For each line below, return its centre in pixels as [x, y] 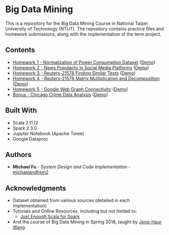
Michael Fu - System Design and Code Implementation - [71, 167]
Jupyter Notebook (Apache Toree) [48, 133]
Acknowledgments [36, 188]
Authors [18, 155]
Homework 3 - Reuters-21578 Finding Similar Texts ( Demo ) [74, 73]
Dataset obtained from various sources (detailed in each [71, 201]
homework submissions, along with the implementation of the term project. [83, 34]
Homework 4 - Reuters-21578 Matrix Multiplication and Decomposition [86, 78]
